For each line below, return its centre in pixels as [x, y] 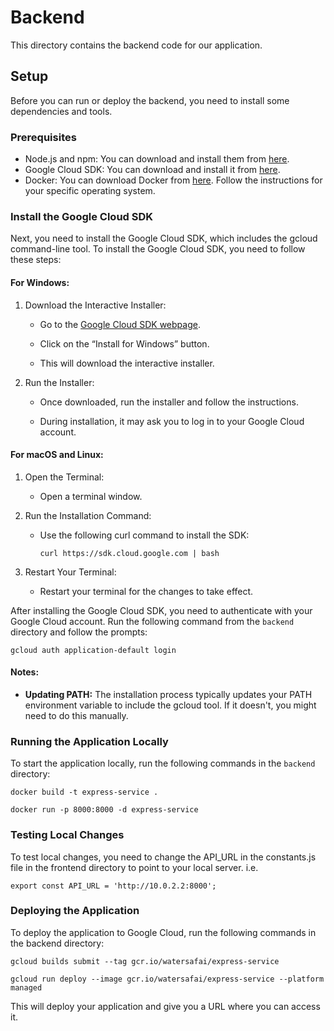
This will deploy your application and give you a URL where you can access [165, 1006]
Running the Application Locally [89, 741]
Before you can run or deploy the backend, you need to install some [150, 100]
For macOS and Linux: [57, 455]
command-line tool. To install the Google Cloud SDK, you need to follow [158, 249]
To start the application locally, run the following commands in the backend [163, 763]
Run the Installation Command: [88, 515]
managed [26, 987]
